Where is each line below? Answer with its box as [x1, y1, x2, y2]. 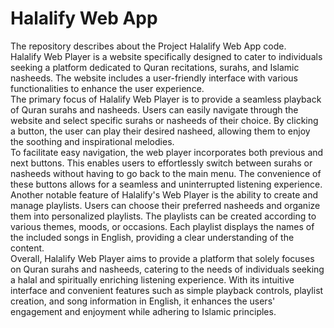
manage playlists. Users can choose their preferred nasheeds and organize [10, 199, 321, 211]
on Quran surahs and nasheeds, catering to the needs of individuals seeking [10, 263, 325, 275]
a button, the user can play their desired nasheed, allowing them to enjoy [10, 125, 311, 137]
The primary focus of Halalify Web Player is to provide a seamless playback [10, 93, 322, 105]
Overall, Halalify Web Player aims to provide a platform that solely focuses [10, 252, 315, 264]
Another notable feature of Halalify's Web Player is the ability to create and [10, 188, 318, 201]
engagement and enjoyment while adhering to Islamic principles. [10, 305, 277, 317]
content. [10, 242, 45, 254]
